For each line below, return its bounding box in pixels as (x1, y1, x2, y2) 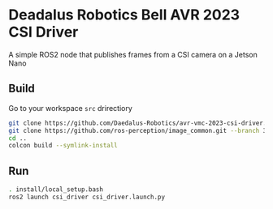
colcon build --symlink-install (8, 142, 118, 150)
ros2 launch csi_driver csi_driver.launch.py (8, 193, 165, 201)
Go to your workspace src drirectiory (8, 103, 132, 113)
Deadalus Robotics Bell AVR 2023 (8, 6, 240, 24)
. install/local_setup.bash (8, 186, 104, 194)
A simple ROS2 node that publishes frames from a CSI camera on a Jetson (8, 49, 258, 59)
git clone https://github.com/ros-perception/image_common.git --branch (8, 126, 260, 134)
